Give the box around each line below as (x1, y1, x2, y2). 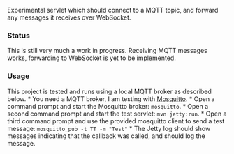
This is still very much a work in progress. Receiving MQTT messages (7, 47, 208, 55)
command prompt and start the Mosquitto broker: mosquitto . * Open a (7, 102, 209, 110)
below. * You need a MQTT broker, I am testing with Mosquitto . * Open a (7, 94, 215, 103)
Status (7, 31, 30, 40)
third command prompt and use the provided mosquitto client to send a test (7, 116, 225, 125)
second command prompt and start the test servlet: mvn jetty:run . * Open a (7, 109, 227, 118)
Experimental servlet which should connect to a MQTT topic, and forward (7, 6, 219, 14)
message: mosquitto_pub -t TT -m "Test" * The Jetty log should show (7, 124, 211, 132)
